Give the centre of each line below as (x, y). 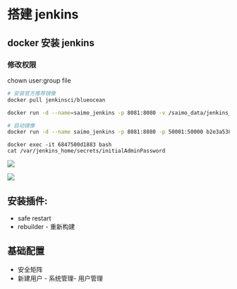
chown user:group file (39, 80)
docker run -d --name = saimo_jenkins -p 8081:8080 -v (86, 113)
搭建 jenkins (43, 14)
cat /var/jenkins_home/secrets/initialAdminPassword (86, 151)
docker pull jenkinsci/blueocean (56, 100)
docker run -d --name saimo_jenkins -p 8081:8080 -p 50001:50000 (105, 132)
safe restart (34, 218)
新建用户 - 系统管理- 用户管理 (60, 278)
